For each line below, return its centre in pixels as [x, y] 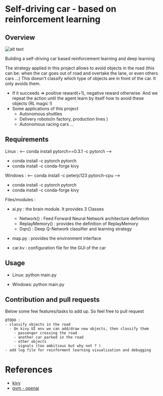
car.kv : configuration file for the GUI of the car [59, 248]
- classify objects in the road [38, 325]
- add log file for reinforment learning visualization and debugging [78, 350]
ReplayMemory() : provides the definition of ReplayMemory [79, 224]
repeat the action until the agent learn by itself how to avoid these [78, 98]
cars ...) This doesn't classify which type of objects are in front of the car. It [81, 78]
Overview [20, 37]
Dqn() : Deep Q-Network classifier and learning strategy [76, 229]
